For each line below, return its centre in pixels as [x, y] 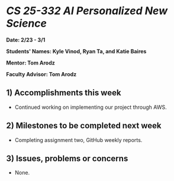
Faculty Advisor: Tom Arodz [41, 74]
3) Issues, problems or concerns [67, 158]
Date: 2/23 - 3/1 [26, 40]
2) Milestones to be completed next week [84, 126]
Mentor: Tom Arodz [30, 63]
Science [27, 23]
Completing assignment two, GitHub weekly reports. [78, 140]
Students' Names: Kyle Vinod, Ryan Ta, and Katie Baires [76, 51]
